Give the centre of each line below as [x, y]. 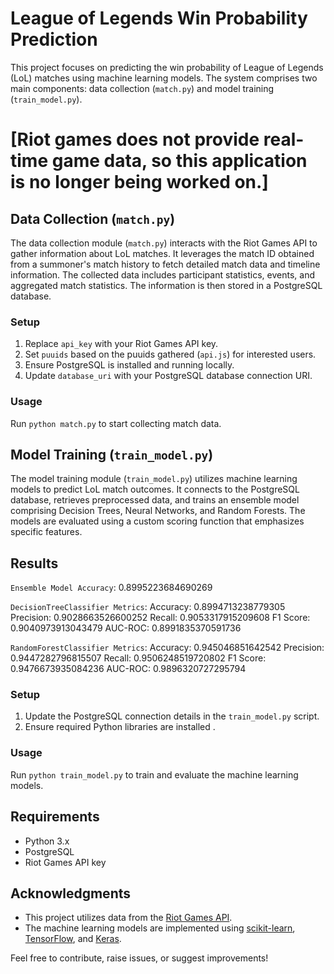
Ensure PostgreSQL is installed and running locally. [129, 365]
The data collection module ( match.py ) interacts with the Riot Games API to [164, 243]
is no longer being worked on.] [139, 182]
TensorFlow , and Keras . [73, 939]
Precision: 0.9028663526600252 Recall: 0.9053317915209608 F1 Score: [160, 618]
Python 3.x [47, 841]
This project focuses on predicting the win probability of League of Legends [167, 67]
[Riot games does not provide [135, 139]
